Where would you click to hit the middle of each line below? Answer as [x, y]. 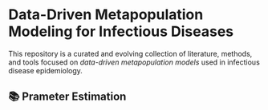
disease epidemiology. [45, 70]
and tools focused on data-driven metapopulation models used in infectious [134, 62]
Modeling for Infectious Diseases [121, 31]
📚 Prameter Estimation [67, 97]
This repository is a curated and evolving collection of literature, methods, [130, 53]
